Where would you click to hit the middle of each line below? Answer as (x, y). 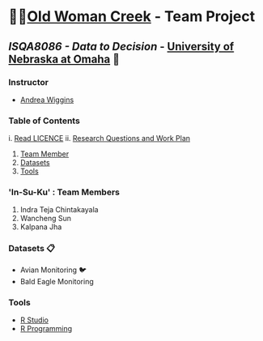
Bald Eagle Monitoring (57, 281)
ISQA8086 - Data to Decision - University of (121, 47)
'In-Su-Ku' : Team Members (64, 192)
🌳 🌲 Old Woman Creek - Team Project (132, 17)
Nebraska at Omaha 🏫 (64, 59)
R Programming (46, 329)
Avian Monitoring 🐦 (53, 270)
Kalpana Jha (41, 227)
